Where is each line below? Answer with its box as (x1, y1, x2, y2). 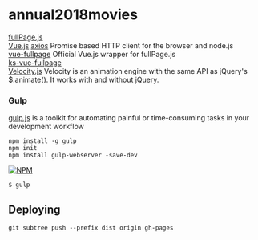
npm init (8, 144, 38, 153)
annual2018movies (8, 6, 139, 24)
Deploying (8, 202, 61, 216)
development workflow (8, 122, 84, 132)
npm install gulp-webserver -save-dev (8, 151, 138, 160)
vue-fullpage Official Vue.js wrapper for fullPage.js (8, 49, 176, 59)
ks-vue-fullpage (8, 58, 62, 67)
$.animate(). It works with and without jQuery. (8, 75, 159, 84)
